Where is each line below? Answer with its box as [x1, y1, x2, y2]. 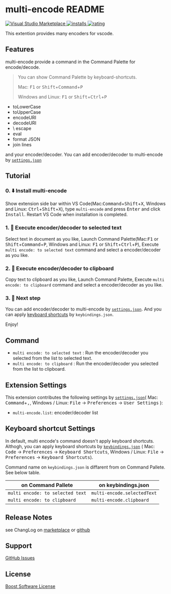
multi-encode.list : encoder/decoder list [12, 409, 99, 416]
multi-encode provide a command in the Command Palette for [5, 59, 136, 65]
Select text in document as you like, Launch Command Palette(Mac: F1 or [5, 236, 159, 242]
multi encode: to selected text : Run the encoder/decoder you [12, 350, 149, 356]
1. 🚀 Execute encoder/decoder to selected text [5, 224, 122, 231]
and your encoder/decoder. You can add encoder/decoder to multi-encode [5, 151, 163, 158]
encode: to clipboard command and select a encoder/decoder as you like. [5, 282, 163, 288]
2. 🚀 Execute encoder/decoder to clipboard [5, 265, 114, 272]
